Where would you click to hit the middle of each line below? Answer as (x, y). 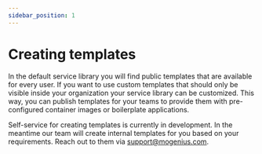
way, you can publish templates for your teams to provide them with (118, 101)
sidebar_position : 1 (42, 15)
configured (26, 109)
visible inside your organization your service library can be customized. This (131, 93)
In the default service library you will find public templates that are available (130, 76)
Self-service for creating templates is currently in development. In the (120, 125)
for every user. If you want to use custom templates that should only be (123, 84)
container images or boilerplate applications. (117, 109)
